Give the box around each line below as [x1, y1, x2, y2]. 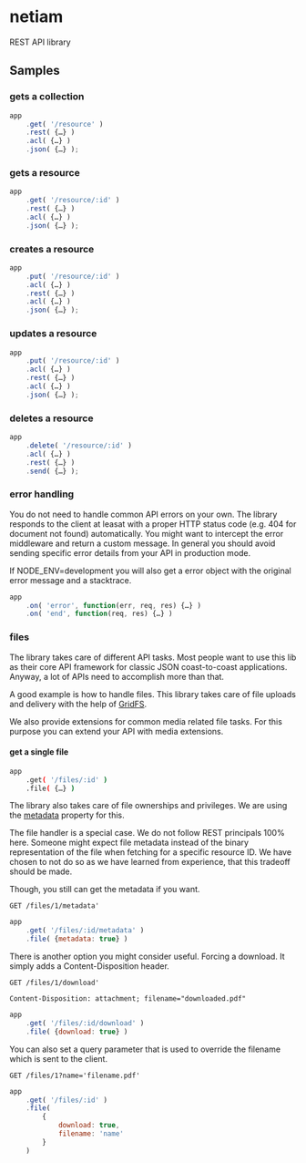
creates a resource [9, 242, 95, 255]
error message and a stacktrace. [9, 574, 132, 585]
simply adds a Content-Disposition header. [9, 961, 170, 972]
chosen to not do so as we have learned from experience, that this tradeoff [9, 857, 291, 868]
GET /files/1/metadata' [9, 901, 100, 911]
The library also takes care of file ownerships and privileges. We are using [9, 800, 288, 811]
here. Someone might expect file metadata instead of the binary [9, 837, 249, 849]
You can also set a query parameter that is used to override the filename [9, 1044, 280, 1055]
